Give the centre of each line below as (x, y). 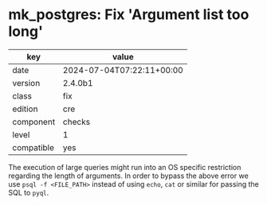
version (26, 83)
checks (76, 122)
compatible (33, 147)
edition (25, 109)
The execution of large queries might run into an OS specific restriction (125, 167)
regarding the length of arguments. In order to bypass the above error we (128, 176)
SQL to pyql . (29, 192)
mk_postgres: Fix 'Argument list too (129, 15)
